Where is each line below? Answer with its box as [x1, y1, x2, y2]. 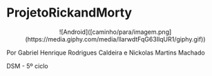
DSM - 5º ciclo [6, 61, 49, 70]
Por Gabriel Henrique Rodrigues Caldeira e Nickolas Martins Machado [6, 48, 205, 57]
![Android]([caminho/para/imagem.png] [59, 28, 172, 36]
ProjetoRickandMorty [6, 5, 133, 21]
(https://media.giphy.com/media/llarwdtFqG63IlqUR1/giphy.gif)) [25, 35, 206, 43]
